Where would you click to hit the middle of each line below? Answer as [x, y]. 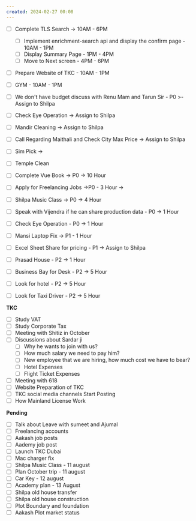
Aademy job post [36, 445]
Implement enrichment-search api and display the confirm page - [105, 41]
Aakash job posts [36, 438]
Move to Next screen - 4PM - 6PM [67, 61]
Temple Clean [32, 163]
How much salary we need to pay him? [72, 353]
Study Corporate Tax [41, 326]
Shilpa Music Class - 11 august [52, 465]
